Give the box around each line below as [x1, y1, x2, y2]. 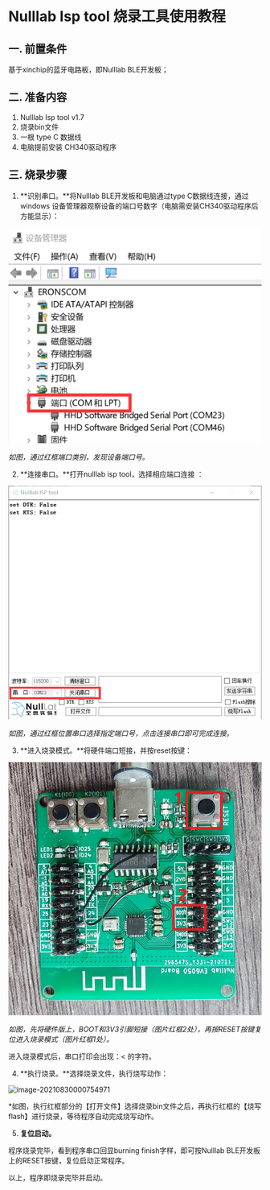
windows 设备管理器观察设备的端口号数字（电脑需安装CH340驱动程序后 [19, 200, 259, 210]
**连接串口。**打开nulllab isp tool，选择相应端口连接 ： [19, 469, 204, 479]
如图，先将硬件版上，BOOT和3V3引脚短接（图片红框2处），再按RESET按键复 [8, 1024, 262, 1034]
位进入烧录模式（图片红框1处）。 [8, 1034, 114, 1043]
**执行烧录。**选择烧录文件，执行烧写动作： [19, 1068, 169, 1078]
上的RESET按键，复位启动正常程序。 [8, 1155, 129, 1165]
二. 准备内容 [8, 90, 67, 105]
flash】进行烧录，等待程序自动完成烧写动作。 [8, 1111, 159, 1121]
